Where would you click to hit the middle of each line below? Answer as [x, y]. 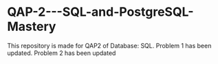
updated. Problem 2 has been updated [62, 53]
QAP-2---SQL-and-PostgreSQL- [100, 12]
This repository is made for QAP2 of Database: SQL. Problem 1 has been [109, 45]
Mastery [32, 26]
